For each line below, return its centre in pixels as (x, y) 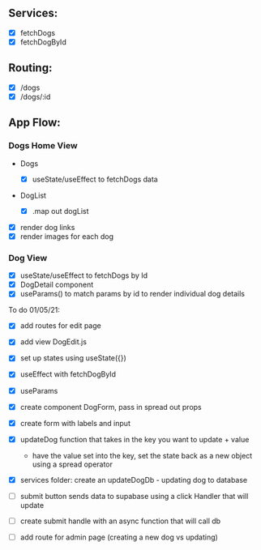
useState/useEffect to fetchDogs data (95, 179)
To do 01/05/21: (34, 310)
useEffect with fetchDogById (68, 374)
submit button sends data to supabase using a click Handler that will (134, 496)
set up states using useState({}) (73, 358)
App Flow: (34, 123)
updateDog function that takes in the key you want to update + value (135, 439)
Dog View (28, 258)
